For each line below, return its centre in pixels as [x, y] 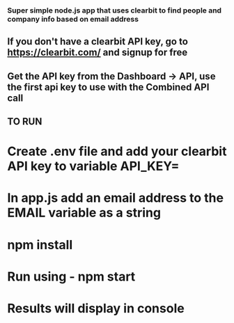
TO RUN [25, 121]
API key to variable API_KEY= [93, 166]
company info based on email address [73, 19]
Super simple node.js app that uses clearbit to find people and [114, 10]
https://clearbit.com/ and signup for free [97, 53]
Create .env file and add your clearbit [117, 151]
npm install [40, 245]
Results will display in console [96, 309]
